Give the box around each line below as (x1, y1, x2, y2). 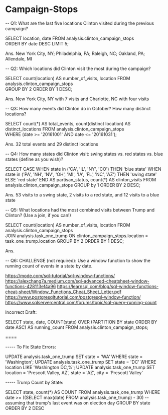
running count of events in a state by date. (5, 263, 93, 269)
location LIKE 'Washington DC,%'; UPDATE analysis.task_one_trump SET (5, 364, 155, 370)
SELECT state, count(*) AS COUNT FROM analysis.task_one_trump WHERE (5, 389, 160, 395)
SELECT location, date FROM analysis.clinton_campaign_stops (5, 35, 134, 41)
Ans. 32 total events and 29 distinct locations (5, 141, 99, 147)
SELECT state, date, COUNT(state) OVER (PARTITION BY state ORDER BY (5, 319, 157, 325)
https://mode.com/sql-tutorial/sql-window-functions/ (5, 272, 115, 279)
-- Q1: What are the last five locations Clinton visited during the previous (5, 20, 154, 26)
